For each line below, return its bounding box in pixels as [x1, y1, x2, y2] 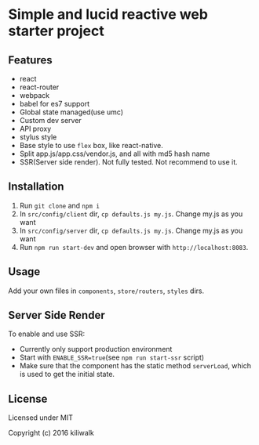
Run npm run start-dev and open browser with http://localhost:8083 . [19, 242, 249, 251]
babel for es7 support [19, 99, 90, 108]
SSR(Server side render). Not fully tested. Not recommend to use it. [19, 157, 238, 166]
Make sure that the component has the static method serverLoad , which [19, 361, 252, 371]
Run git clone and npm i [19, 201, 100, 210]
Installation [8, 180, 64, 194]
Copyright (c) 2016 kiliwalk [8, 429, 94, 438]
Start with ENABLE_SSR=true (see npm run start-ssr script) [19, 353, 205, 362]
